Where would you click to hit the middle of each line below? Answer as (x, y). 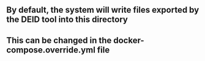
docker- (129, 40)
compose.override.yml (51, 50)
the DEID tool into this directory (67, 20)
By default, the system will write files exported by (103, 10)
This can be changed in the (59, 40)
